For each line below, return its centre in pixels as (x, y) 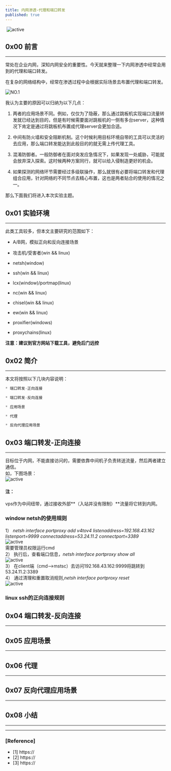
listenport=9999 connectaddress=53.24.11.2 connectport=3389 (72, 536)
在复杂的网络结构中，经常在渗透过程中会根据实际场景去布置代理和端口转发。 (85, 82)
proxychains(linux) (32, 332)
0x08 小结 (22, 716)
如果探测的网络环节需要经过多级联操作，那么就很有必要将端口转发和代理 (88, 172)
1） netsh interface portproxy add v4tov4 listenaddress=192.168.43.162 (80, 530)
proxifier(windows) (32, 323)
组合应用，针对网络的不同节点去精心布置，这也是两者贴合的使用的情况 (86, 178)
